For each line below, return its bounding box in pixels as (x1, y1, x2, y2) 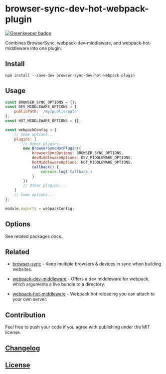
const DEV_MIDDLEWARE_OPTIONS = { (5, 104, 77, 109)
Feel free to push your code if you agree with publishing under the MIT (5, 324, 151, 330)
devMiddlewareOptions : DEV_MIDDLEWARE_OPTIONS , (31, 155, 133, 160)
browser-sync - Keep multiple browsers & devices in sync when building (12, 261, 162, 267)
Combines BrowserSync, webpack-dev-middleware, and (5, 39, 121, 45)
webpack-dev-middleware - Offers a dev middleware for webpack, (12, 276, 150, 282)
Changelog (5, 343, 40, 352)
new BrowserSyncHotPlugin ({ (23, 146, 81, 151)
